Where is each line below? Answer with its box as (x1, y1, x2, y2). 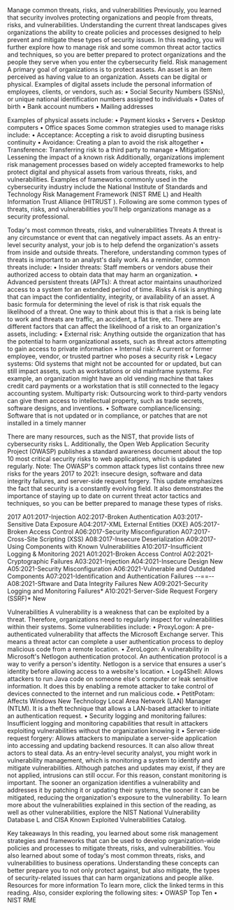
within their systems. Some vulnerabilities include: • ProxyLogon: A (7, 623, 200, 631)
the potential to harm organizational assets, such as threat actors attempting (7, 337, 227, 345)
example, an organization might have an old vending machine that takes (7, 374, 214, 383)
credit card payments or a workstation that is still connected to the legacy (7, 382, 219, 390)
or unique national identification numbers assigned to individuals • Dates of (7, 95, 225, 103)
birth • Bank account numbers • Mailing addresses (7, 103, 154, 110)
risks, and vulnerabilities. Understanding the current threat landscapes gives (7, 21, 227, 29)
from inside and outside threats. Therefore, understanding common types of (7, 248, 227, 256)
